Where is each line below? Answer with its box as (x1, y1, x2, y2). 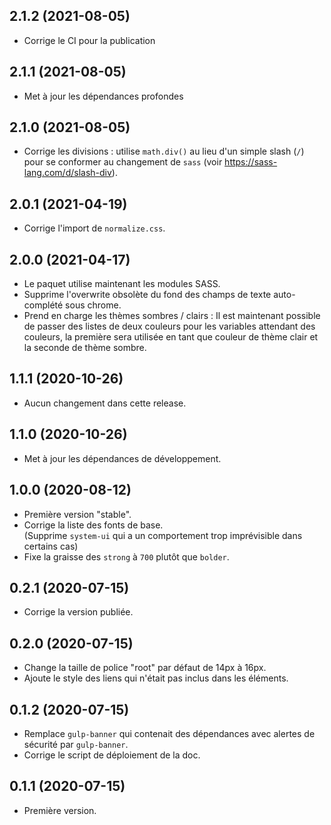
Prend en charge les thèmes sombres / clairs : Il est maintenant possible (23, 310, 321, 322)
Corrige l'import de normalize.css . (23, 222, 166, 234)
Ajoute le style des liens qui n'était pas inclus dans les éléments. (23, 672, 289, 684)
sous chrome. (65, 299, 122, 311)
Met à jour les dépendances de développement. (23, 452, 222, 464)
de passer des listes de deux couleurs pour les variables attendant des (23, 320, 316, 333)
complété (23, 299, 64, 311)
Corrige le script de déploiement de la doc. (23, 749, 201, 761)
